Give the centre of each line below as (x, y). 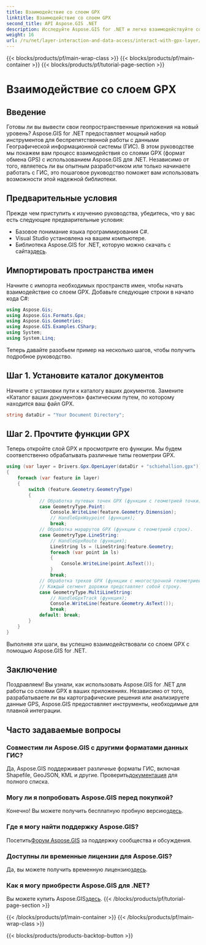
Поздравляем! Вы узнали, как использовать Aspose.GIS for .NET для (96, 684)
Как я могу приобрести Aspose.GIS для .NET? (78, 885)
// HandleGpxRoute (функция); (89, 541)
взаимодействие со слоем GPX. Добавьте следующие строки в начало (100, 292)
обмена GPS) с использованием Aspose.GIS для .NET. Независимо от (98, 159)
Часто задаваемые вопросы (64, 730)
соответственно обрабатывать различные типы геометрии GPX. (91, 455)
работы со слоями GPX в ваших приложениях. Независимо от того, (95, 691)
